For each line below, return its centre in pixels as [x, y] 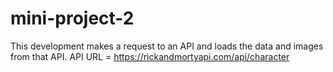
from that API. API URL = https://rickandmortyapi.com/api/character [150, 56]
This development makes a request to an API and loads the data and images [167, 46]
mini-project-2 [72, 18]
